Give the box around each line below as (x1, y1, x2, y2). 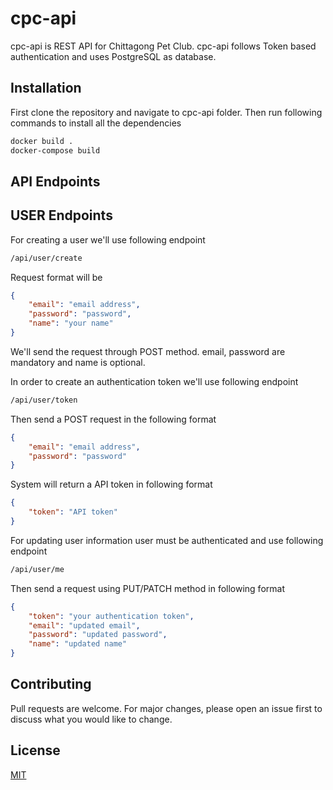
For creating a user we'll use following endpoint (10, 233, 206, 246)
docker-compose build (10, 145, 101, 156)
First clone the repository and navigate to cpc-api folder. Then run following (10, 106, 323, 118)
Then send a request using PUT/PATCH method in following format (10, 582, 285, 594)
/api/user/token (10, 395, 78, 405)
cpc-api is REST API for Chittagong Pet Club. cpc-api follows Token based (10, 40, 317, 52)
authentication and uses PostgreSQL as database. (10, 50, 217, 62)
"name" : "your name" (28, 318, 114, 329)
